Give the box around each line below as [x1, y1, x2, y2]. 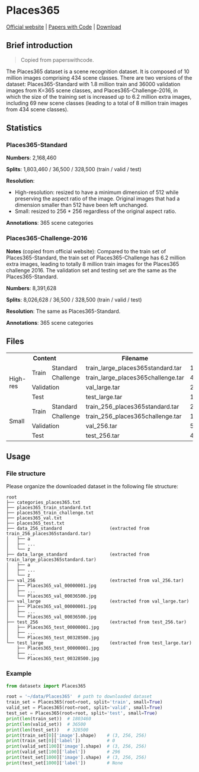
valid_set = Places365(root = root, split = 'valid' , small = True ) [6, 705, 163, 711]
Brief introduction [6, 40, 73, 51]
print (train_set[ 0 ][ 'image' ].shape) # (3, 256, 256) [6, 732, 147, 738]
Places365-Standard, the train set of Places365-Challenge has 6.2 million [6, 254, 186, 261]
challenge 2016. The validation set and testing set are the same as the [6, 266, 176, 274]
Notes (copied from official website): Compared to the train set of [6, 247, 166, 255]
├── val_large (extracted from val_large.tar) [6, 598, 190, 604]
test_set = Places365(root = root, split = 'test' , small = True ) [6, 710, 158, 717]
